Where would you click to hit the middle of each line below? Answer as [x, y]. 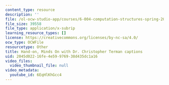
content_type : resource [30, 10]
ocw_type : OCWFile [24, 42]
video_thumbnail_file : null [39, 65]
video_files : [19, 61]
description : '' [22, 14]
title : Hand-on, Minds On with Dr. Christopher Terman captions [74, 51]
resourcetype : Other [27, 47]
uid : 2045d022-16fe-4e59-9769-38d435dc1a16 [52, 56]
